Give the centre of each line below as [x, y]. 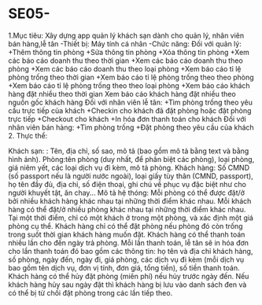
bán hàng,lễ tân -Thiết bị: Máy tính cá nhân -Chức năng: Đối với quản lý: [125, 43]
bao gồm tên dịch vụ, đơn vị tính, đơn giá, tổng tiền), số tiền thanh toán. [124, 267]
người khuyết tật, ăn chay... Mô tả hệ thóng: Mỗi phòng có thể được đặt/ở [127, 193]
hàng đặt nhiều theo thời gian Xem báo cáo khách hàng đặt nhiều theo [122, 94]
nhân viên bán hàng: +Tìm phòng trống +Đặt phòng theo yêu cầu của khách [131, 127]
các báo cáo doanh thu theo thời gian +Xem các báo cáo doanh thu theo [126, 61]
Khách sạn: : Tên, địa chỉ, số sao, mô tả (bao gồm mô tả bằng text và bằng [129, 151]
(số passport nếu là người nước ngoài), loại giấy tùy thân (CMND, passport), [131, 176]
